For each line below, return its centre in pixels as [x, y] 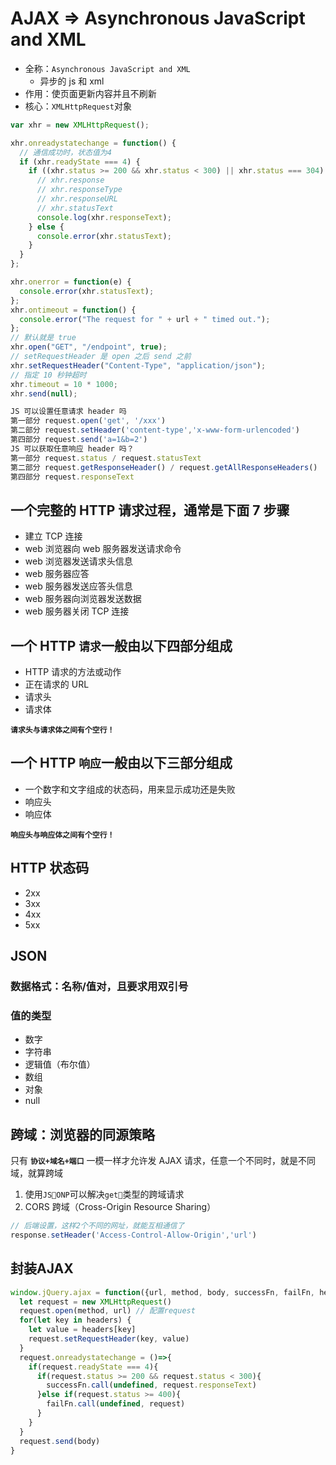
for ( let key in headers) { [75, 1320]
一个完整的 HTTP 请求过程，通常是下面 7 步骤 [150, 510]
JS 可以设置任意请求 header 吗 [68, 412]
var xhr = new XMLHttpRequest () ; [80, 125]
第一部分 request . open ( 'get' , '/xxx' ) [88, 421]
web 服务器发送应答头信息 [78, 586]
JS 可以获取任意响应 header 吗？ [72, 448]
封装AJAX [42, 1268]
